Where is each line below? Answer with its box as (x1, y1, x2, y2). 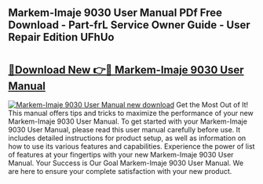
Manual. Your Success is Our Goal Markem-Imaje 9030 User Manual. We (8, 158, 244, 168)
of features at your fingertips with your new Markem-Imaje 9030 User (8, 150, 234, 159)
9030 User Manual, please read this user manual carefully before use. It (8, 125, 241, 134)
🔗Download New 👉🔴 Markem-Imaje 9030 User (8, 63, 245, 77)
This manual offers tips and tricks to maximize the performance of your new (8, 109, 254, 117)
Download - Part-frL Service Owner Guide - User (8, 19, 251, 32)
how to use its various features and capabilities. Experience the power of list (8, 142, 255, 151)
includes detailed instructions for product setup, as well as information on (8, 133, 247, 143)
